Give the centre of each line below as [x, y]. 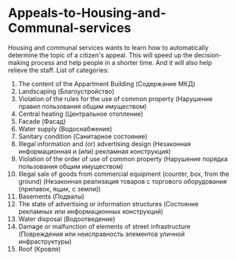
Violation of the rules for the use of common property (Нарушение [115, 99]
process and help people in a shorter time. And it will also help [122, 62]
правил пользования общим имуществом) [82, 106]
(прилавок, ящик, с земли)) [59, 189]
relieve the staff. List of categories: [59, 70]
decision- [208, 55]
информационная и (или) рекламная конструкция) [95, 151]
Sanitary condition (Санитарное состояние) [83, 136]
